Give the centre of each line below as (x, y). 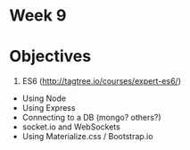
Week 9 (38, 16)
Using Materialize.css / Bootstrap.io (87, 137)
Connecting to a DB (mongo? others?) (92, 118)
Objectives (50, 57)
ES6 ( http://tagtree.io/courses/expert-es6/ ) (101, 81)
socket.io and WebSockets (71, 127)
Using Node (44, 98)
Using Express (49, 108)
